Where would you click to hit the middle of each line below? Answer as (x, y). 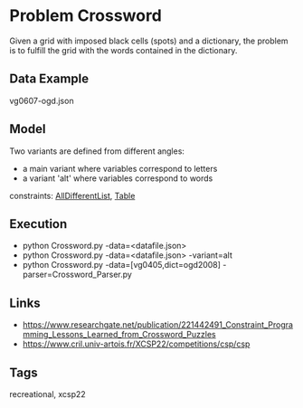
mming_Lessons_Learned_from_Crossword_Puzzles (119, 335)
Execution (38, 224)
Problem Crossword (86, 16)
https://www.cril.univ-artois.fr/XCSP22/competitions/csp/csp (136, 344)
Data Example (49, 79)
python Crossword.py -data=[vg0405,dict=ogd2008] (122, 265)
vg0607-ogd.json (42, 100)
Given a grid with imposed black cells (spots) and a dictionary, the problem (149, 41)
